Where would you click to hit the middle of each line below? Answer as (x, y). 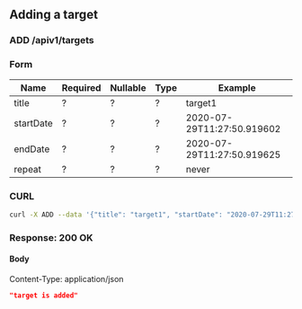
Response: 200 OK (51, 237)
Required (81, 87)
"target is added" (44, 296)
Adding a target (54, 15)
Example (237, 87)
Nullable (128, 87)
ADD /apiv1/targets (52, 40)
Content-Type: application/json (67, 278)
